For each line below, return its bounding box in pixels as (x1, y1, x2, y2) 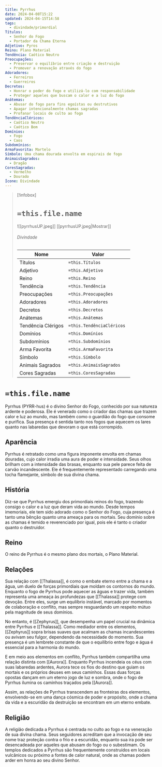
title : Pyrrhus (5, 7, 36, 12)
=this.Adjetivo (68, 268, 103, 273)
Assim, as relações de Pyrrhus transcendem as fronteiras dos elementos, (5, 689, 151, 695)
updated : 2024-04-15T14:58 (5, 16, 59, 21)
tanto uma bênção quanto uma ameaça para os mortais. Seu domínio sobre (5, 514, 155, 520)
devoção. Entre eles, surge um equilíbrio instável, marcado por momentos (5, 599, 152, 605)
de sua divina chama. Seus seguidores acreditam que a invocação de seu (5, 732, 152, 737)
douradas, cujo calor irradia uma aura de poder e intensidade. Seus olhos (5, 456, 151, 462)
